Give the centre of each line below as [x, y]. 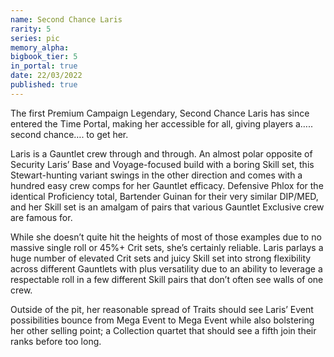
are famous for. [41, 217]
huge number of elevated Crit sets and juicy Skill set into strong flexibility [161, 258]
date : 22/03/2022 [46, 76]
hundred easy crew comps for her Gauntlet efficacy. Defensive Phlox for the [167, 185]
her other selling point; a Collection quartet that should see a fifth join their [163, 330]
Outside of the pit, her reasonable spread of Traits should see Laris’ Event [162, 309]
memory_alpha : [40, 47]
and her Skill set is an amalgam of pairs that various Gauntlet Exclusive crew [167, 207]
